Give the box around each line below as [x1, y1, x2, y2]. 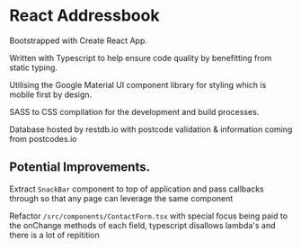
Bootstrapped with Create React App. [9, 35, 148, 46]
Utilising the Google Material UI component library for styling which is [9, 79, 267, 90]
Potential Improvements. [9, 159, 151, 175]
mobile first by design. [9, 89, 93, 100]
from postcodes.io [9, 133, 77, 144]
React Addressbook [9, 5, 160, 26]
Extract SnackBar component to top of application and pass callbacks [9, 183, 264, 194]
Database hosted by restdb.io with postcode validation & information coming [9, 123, 293, 135]
